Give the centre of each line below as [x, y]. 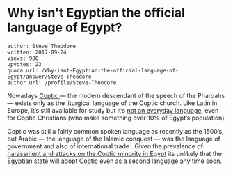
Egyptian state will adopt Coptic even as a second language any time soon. [115, 161]
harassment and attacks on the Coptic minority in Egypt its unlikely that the [115, 153]
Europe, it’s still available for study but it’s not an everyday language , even [113, 110]
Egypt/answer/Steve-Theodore [49, 77]
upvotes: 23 [24, 64]
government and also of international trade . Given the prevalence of [105, 146]
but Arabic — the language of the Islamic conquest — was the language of [114, 139]
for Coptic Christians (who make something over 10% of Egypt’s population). [117, 118]
